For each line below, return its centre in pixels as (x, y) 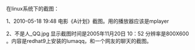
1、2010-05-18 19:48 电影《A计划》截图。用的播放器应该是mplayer (88, 21)
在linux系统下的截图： (32, 9)
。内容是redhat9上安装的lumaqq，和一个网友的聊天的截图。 (79, 41)
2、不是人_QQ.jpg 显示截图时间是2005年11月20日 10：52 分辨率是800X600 (97, 34)
